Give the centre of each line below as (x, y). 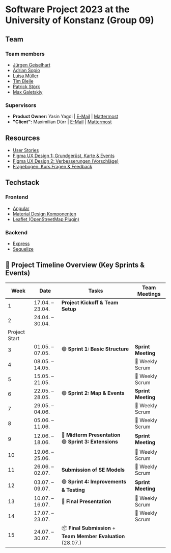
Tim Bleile (23, 81)
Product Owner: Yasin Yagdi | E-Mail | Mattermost (65, 117)
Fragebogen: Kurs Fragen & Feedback (52, 166)
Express (21, 244)
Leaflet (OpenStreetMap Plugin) (46, 219)
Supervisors (21, 105)
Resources (23, 138)
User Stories (26, 150)
